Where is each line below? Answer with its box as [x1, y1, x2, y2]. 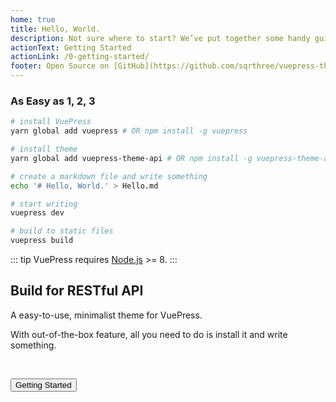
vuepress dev [10, 208, 65, 218]
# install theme [10, 144, 78, 155]
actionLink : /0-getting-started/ [10, 52, 150, 62]
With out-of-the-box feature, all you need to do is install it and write [10, 328, 288, 340]
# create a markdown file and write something [10, 171, 208, 181]
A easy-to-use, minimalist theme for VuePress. [10, 309, 203, 321]
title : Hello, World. [10, 24, 101, 34]
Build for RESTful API [10, 282, 144, 300]
